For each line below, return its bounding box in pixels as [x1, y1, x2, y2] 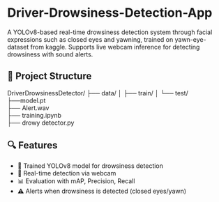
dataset [7, 42, 29, 51]
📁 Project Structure [7, 70, 92, 82]
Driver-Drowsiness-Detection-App [7, 5, 213, 21]
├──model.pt [7, 96, 46, 104]
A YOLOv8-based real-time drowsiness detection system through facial [7, 28, 213, 36]
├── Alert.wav [7, 103, 50, 112]
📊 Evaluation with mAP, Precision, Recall [17, 176, 135, 185]
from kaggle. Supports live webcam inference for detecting [30, 42, 200, 51]
